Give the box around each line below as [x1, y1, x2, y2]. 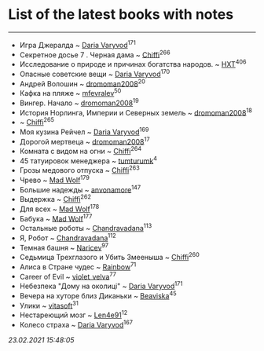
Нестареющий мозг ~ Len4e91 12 [19, 309, 128, 320]
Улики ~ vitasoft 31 [19, 299, 79, 310]
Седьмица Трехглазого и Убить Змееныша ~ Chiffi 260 [19, 251, 200, 262]
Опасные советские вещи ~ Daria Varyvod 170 [19, 68, 170, 79]
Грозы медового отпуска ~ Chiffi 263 [19, 164, 140, 175]
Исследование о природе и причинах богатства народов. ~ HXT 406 [19, 58, 247, 68]
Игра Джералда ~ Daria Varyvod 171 [19, 38, 136, 49]
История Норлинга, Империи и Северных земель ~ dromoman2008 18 [19, 106, 253, 117]
